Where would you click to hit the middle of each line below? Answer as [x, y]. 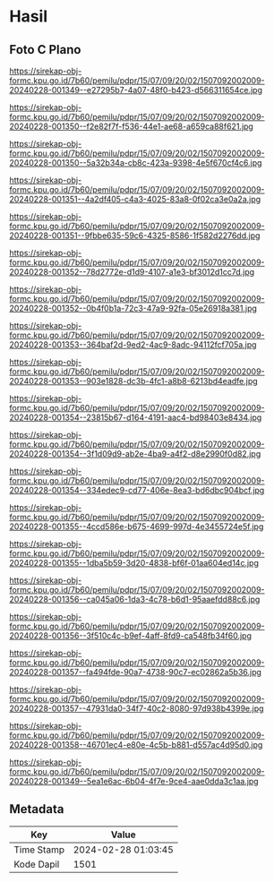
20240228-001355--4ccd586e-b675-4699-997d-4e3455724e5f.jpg [137, 527]
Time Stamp [39, 850]
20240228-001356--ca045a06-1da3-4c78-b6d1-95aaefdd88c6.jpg [135, 599]
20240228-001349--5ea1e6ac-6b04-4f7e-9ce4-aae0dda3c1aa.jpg [134, 781]
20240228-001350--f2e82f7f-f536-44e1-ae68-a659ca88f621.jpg [131, 126]
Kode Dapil [37, 864]
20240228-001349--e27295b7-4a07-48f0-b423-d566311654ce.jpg [136, 90]
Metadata [37, 809]
